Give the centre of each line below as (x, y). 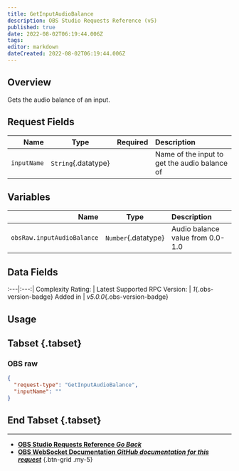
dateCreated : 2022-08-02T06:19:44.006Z (67, 54)
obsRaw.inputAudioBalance (55, 238)
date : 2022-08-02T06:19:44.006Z (55, 34)
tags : (15, 41)
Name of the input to (190, 154)
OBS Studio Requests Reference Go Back (80, 444)
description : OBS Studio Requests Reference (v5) (83, 21)
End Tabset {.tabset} (54, 420)
